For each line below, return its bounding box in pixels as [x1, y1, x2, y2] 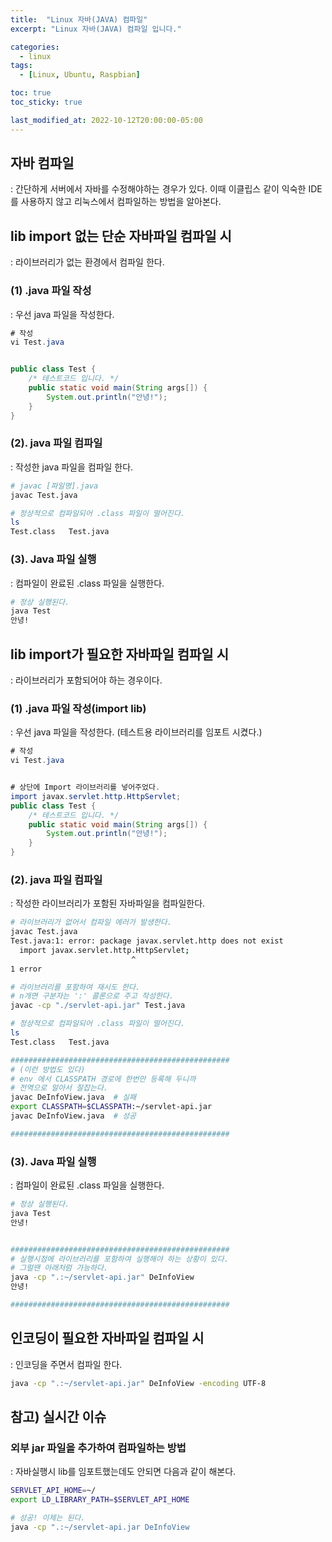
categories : [10, 42, 60, 52]
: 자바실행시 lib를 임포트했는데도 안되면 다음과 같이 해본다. [10, 1466, 237, 1478]
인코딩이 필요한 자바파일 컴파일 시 [10, 1330, 205, 1347]
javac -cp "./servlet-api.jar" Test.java [10, 1001, 186, 1011]
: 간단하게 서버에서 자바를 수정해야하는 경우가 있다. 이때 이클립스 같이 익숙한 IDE [10, 183, 323, 195]
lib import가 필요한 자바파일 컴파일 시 [10, 646, 229, 663]
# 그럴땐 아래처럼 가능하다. [10, 1263, 109, 1273]
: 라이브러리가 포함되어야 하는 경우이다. [10, 674, 163, 686]
